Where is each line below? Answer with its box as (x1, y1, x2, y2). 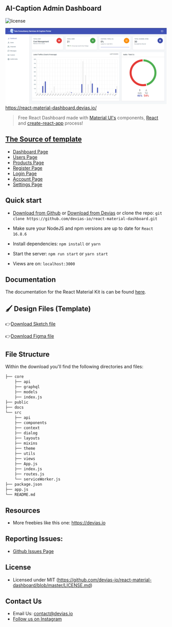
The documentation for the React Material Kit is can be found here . (5, 289, 146, 295)
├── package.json (5, 482, 42, 487)
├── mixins (14, 441, 38, 446)
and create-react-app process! (17, 120, 83, 126)
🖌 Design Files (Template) (5, 304, 91, 313)
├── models (14, 389, 38, 395)
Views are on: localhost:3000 (12, 260, 75, 266)
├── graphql (14, 384, 40, 389)
